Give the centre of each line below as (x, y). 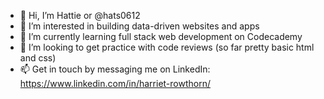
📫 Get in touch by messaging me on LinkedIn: (115, 69)
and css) (38, 58)
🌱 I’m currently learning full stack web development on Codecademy (161, 36)
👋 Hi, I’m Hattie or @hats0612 (80, 15)
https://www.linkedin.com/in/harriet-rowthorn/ (115, 83)
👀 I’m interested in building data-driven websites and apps (139, 26)
